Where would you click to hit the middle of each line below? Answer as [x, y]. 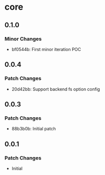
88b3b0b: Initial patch [34, 129]
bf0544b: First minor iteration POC [46, 49]
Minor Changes [23, 39]
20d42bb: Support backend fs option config [56, 89]
